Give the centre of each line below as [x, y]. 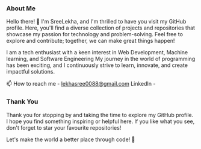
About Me [21, 8]
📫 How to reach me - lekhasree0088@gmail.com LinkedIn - [81, 84]
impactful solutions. [31, 72]
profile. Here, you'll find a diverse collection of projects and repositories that [101, 28]
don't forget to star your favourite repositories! [64, 127]
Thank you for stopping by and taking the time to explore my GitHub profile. [100, 115]
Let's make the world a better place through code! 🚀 [71, 139]
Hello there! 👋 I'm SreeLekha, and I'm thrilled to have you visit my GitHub [96, 22]
